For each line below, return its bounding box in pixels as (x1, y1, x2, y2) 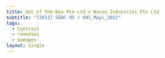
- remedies (12, 31, 40, 37)
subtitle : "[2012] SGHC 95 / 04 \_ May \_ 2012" (6, 14, 121, 21)
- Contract (12, 25, 40, 32)
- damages (12, 37, 37, 43)
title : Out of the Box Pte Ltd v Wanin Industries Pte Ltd (6, 8, 160, 15)
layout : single (6, 43, 45, 49)
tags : (6, 20, 20, 26)
